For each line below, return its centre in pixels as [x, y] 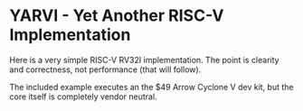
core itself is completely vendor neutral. [83, 97]
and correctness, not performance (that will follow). [105, 69]
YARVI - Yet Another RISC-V [117, 16]
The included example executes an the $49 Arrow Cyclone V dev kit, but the [151, 87]
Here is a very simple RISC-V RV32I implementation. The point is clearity [144, 60]
